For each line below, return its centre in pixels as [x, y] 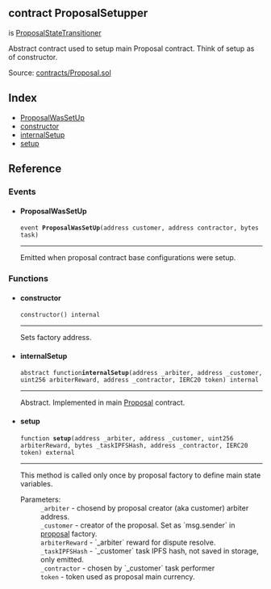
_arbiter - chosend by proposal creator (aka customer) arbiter [144, 507]
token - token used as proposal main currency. [117, 576]
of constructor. [33, 57]
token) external [47, 452]
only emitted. [62, 559]
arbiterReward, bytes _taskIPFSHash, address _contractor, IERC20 [134, 445]
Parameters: [40, 499]
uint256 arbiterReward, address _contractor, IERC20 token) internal [140, 380]
